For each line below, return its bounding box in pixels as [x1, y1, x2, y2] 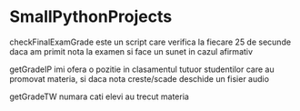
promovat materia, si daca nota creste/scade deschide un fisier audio [9, 73, 270, 84]
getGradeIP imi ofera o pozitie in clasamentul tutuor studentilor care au [9, 64, 275, 75]
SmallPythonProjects [9, 6, 173, 27]
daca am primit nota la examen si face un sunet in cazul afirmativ [9, 45, 253, 56]
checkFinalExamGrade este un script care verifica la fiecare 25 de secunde [9, 36, 292, 47]
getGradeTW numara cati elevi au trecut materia [9, 91, 189, 102]
